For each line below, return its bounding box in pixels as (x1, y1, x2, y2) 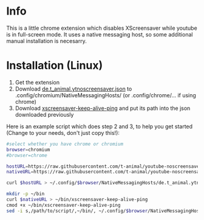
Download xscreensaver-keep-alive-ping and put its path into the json (15, 105, 191, 112)
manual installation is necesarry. (6, 37, 87, 44)
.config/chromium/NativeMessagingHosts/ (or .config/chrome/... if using (15, 91, 196, 98)
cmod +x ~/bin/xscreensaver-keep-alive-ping (6, 202, 121, 208)
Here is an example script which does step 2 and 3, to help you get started (6, 123, 193, 130)
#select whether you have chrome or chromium (6, 141, 123, 147)
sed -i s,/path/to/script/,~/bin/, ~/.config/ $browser (6, 208, 148, 214)
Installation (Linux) (6, 59, 103, 72)
